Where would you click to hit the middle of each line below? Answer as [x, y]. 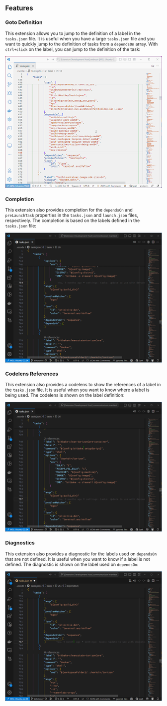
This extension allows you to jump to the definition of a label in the [73, 33]
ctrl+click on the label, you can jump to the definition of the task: [73, 49]
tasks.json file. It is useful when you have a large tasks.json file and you [80, 38]
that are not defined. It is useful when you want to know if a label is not [78, 559]
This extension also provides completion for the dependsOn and [69, 210]
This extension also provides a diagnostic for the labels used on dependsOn [81, 554]
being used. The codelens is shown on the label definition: [65, 395]
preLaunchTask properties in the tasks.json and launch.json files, [72, 215]
